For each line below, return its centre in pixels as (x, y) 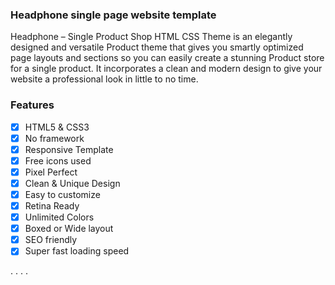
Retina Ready (52, 206)
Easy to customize (62, 194)
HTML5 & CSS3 (57, 127)
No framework (54, 138)
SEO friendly (51, 240)
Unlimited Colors (59, 217)
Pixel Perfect (51, 172)
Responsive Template (69, 149)
